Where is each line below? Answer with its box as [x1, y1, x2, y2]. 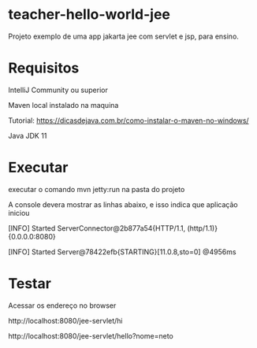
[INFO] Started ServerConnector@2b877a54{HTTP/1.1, [8, 223, 186, 233]
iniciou [8, 208, 30, 217]
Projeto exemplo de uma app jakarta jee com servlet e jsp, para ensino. [8, 31, 239, 41]
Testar [8, 275, 51, 292]
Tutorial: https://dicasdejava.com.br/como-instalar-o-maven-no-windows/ [8, 116, 250, 125]
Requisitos [8, 59, 80, 77]
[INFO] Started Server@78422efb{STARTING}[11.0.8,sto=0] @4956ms [8, 246, 237, 257]
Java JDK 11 [8, 131, 47, 140]
